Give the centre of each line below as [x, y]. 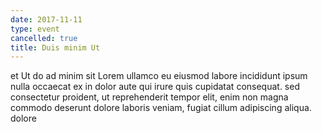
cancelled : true [44, 38]
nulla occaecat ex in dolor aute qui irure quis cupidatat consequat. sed [155, 87]
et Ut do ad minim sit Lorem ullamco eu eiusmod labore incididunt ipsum [159, 76]
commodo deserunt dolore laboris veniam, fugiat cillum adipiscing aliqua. [161, 108]
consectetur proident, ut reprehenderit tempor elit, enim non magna [149, 97]
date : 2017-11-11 [46, 19]
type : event [35, 29]
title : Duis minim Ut [55, 47]
